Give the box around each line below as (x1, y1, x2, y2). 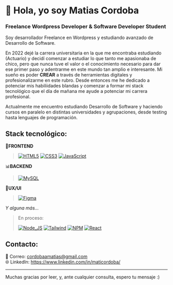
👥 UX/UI (5, 185, 22, 192)
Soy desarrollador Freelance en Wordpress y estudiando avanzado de (5, 34, 153, 41)
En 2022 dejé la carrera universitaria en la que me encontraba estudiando (5, 50, 162, 56)
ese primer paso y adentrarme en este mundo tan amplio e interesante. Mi (5, 66, 163, 72)
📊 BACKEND (5, 163, 32, 169)
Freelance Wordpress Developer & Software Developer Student (5, 23, 166, 30)
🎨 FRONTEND (5, 143, 33, 149)
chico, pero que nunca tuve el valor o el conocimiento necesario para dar (5, 61, 161, 67)
